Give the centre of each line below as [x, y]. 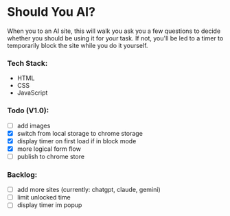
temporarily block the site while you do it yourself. [78, 45]
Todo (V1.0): [28, 110]
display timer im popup [49, 205]
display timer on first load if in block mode [77, 141]
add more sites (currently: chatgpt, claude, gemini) [89, 190]
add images [34, 125]
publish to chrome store [50, 156]
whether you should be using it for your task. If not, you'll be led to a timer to [115, 38]
